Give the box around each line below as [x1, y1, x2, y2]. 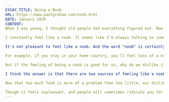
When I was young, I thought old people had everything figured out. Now [5, 26, 163, 31]
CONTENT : [5, 21, 24, 27]
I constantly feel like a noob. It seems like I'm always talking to [5, 35, 154, 40]
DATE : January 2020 [5, 17, 46, 22]
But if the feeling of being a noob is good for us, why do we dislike [5, 62, 158, 67]
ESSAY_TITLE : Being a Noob [5, 7, 62, 13]
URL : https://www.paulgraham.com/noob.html [5, 12, 98, 17]
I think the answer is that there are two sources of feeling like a [5, 71, 154, 76]
